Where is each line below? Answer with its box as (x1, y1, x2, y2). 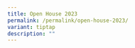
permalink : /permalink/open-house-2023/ (7, 17, 129, 24)
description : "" (7, 30, 55, 37)
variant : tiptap (7, 23, 55, 30)
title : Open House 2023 (7, 10, 78, 18)
